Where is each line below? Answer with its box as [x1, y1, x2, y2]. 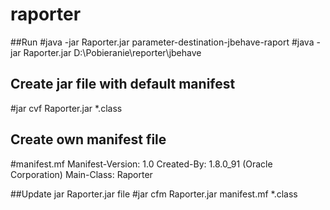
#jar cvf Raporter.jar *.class [10, 102, 123, 114]
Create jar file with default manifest [10, 76, 236, 93]
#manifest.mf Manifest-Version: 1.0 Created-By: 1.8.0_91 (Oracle [10, 158, 273, 170]
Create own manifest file [10, 131, 167, 148]
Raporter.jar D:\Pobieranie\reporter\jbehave [23, 46, 202, 58]
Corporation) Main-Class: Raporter [10, 168, 153, 180]
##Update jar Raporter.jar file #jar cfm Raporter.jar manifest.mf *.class [10, 188, 298, 200]
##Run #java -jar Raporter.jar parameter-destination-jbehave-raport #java [10, 36, 315, 48]
